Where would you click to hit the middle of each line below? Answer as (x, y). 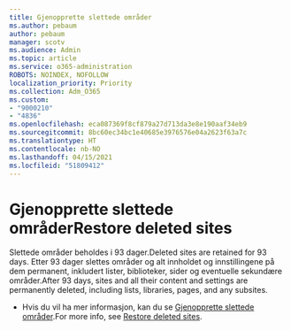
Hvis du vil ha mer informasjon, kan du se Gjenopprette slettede (138, 307)
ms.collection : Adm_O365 (55, 91)
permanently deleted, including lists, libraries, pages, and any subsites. (138, 290)
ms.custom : (29, 100)
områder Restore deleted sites (121, 228)
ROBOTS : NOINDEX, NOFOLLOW (59, 75)
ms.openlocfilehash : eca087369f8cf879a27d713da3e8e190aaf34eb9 (128, 125)
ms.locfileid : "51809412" (57, 165)
